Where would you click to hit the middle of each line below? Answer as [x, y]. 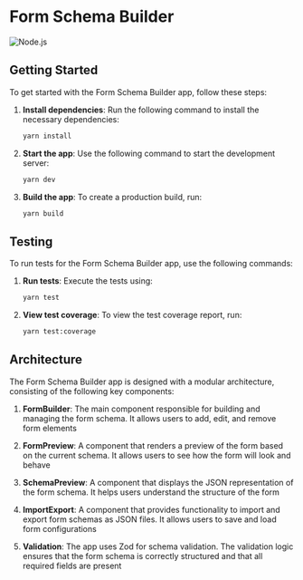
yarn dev [39, 179]
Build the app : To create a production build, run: [112, 197]
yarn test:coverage [59, 332]
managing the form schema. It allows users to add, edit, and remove [149, 418]
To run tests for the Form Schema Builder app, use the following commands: [151, 264]
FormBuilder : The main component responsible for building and [141, 409]
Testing [31, 242]
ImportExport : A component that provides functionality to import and [151, 509]
